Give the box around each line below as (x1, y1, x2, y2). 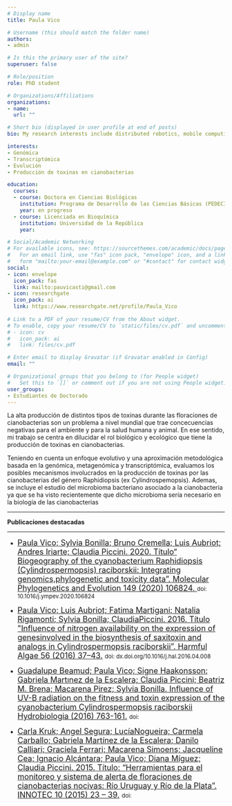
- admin (7, 42, 30, 49)
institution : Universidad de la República (19, 219, 144, 227)
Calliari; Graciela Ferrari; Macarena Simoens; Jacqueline (17, 744, 223, 755)
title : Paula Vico (7, 17, 60, 24)
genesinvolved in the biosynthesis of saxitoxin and (17, 632, 202, 643)
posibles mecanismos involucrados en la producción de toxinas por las (7, 468, 209, 477)
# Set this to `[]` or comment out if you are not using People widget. (7, 379, 227, 386)
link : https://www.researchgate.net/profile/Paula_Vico (13, 303, 177, 310)
